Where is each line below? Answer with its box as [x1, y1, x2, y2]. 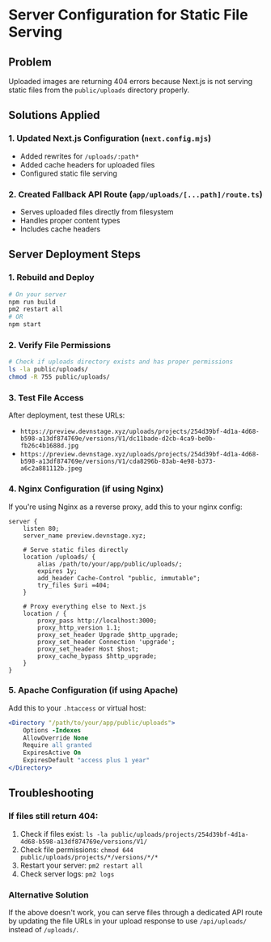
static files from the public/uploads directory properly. [8, 85, 190, 95]
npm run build [8, 298, 57, 306]
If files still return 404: [8, 811, 99, 822]
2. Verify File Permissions [8, 339, 112, 350]
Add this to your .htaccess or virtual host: [8, 702, 147, 713]
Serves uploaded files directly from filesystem [19, 206, 174, 216]
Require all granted [23, 741, 92, 749]
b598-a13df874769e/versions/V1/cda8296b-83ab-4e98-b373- [19, 457, 217, 466]
